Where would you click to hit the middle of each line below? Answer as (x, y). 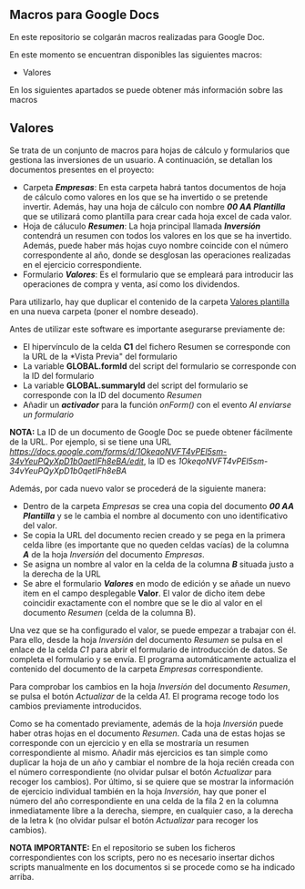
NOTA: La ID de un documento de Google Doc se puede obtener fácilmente (151, 432)
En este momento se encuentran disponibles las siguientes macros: (136, 55)
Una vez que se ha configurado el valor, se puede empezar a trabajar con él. (153, 630)
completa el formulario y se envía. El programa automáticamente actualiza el (153, 659)
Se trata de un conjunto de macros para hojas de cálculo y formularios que (150, 150)
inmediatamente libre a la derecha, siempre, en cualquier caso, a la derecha (152, 811)
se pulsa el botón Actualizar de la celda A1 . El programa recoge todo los (144, 696)
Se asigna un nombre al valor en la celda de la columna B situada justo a (158, 564)
